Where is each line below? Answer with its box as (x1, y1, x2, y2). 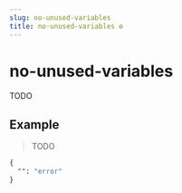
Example (9, 117, 60, 132)
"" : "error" (17, 167, 63, 177)
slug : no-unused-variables (9, 13, 111, 23)
